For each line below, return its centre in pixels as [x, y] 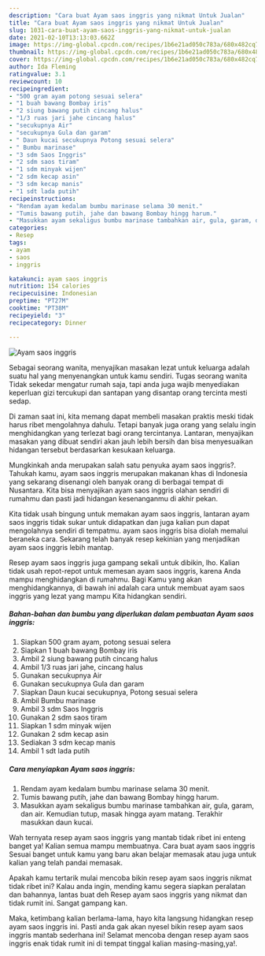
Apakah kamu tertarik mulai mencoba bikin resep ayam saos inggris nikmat [131, 878]
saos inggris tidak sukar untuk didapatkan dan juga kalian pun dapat [120, 522]
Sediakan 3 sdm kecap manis [68, 742]
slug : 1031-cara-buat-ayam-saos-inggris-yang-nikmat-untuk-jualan [120, 30]
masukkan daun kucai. [57, 822]
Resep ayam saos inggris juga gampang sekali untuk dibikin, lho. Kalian [124, 562]
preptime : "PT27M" [39, 301]
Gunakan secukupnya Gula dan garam [82, 684]
